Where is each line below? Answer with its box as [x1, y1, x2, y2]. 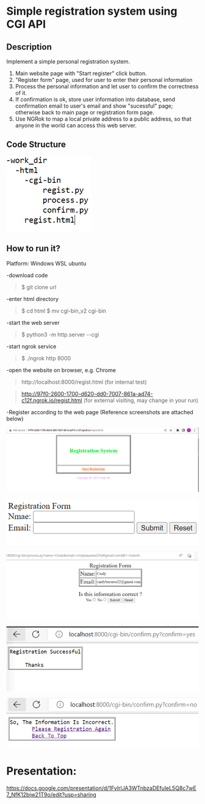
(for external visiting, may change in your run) [83, 396, 198, 404]
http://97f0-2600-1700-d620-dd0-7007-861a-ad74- [21, 390, 154, 397]
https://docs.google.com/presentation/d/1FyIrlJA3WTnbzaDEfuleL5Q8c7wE [6, 784, 196, 792]
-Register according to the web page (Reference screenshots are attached [6, 408, 193, 415]
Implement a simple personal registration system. [6, 58, 130, 65]
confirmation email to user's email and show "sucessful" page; [15, 102, 173, 110]
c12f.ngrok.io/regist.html [21, 396, 82, 404]
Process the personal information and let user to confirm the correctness [15, 83, 199, 90]
